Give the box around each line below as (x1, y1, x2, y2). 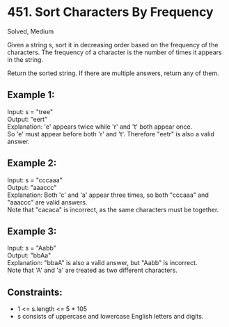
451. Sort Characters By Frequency (7, 4, 214, 20)
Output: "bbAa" (7, 251, 52, 260)
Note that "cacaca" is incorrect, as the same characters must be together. (7, 205, 219, 214)
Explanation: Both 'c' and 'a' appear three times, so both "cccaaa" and (7, 191, 209, 199)
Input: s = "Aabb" (7, 244, 57, 253)
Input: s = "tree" (7, 107, 54, 115)
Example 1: (7, 89, 55, 101)
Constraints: (7, 286, 63, 298)
